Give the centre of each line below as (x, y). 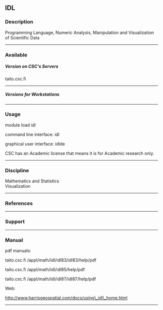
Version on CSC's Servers (32, 66)
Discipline (17, 170)
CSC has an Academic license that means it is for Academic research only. (80, 153)
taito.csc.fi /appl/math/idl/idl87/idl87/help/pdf (50, 279)
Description (19, 22)
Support (15, 222)
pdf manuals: (18, 251)
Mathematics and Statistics (32, 181)
